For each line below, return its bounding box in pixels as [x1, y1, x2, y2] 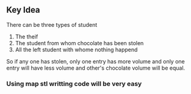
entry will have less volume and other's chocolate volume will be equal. [6, 64, 186, 71]
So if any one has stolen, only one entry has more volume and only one [6, 57, 185, 65]
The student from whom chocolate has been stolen [15, 39, 144, 46]
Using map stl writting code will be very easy [6, 79, 142, 88]
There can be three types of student [6, 21, 98, 28]
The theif [15, 33, 38, 40]
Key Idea [6, 5, 41, 15]
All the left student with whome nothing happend [15, 46, 138, 53]
